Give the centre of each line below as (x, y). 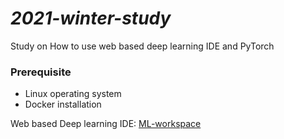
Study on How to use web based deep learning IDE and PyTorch (142, 46)
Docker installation (63, 104)
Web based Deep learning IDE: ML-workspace (106, 124)
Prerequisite (41, 72)
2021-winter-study (91, 18)
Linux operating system (73, 94)
